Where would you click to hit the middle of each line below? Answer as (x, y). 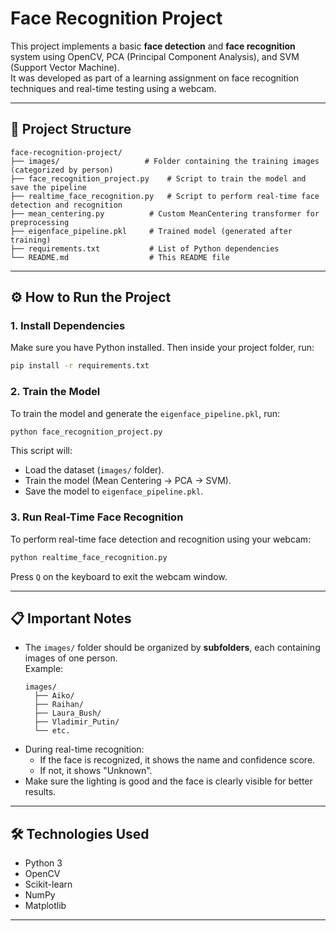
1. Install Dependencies (68, 326)
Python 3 (43, 863)
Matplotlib (45, 906)
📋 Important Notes (71, 618)
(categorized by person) (62, 170)
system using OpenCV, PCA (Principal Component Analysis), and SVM (155, 56)
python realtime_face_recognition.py (89, 557)
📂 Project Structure (71, 129)
